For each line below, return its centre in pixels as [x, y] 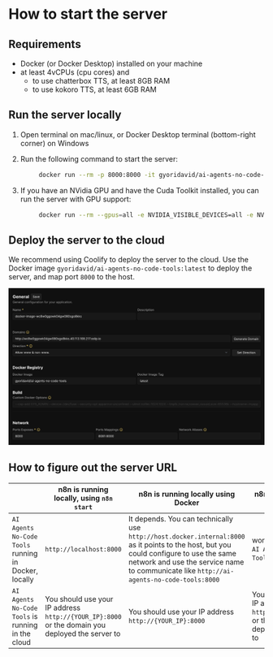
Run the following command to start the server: [99, 158]
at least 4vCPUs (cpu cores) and [75, 72]
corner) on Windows [54, 143]
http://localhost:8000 [83, 550]
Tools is [25, 616]
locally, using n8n [84, 498]
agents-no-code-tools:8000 [174, 580]
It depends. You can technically [181, 519]
